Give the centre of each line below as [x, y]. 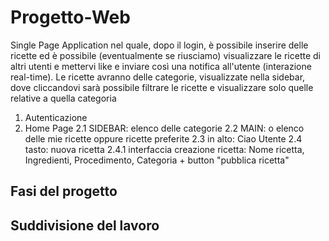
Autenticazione [56, 117]
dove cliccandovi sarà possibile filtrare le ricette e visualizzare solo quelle [162, 87]
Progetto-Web [70, 17]
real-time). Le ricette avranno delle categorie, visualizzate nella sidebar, [158, 77]
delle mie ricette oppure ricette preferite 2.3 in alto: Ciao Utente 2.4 [163, 138]
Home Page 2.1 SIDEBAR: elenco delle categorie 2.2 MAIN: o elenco [164, 128]
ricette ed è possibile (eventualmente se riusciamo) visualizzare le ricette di [165, 55]
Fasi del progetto [64, 191]
